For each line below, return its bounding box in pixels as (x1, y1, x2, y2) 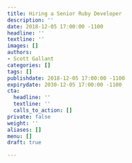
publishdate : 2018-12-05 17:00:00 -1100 (7, 74, 126, 82)
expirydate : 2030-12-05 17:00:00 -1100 (7, 81, 122, 88)
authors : (7, 49, 32, 56)
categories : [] (7, 62, 51, 69)
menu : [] (7, 132, 32, 139)
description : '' (7, 17, 54, 24)
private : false (7, 113, 51, 120)
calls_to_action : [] (13, 107, 73, 114)
